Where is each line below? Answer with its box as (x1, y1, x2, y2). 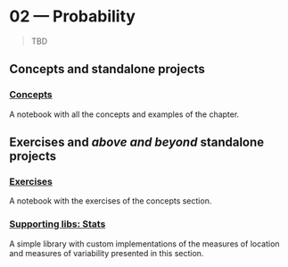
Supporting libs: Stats (9, 218, 106, 230)
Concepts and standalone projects (9, 62, 205, 77)
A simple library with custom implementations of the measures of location (9, 238, 280, 249)
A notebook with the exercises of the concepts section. (9, 196, 212, 206)
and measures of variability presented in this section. (9, 247, 204, 258)
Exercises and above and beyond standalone (9, 135, 265, 150)
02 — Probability (9, 6, 136, 27)
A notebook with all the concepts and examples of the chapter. (9, 109, 240, 120)
